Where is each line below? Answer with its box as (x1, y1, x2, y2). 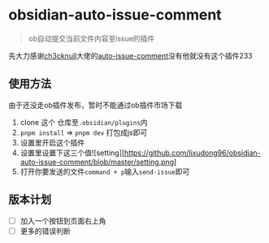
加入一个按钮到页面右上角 (20, 215, 106, 225)
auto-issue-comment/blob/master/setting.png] (20, 157, 177, 167)
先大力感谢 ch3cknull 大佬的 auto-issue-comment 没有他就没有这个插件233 (8, 50, 254, 60)
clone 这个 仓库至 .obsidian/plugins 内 (20, 117, 148, 127)
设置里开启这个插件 (20, 137, 85, 147)
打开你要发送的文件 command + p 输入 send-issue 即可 (20, 167, 190, 176)
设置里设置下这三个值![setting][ (20, 148, 125, 158)
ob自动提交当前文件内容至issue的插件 (28, 33, 155, 43)
